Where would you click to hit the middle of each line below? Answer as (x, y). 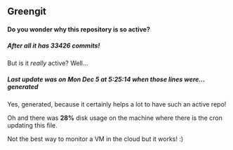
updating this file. (32, 125)
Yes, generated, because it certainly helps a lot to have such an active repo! (117, 104)
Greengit (27, 12)
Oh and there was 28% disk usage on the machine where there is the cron (115, 118)
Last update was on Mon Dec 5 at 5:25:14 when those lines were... (106, 79)
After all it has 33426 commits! (54, 46)
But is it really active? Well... (48, 63)
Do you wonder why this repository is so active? (79, 29)
